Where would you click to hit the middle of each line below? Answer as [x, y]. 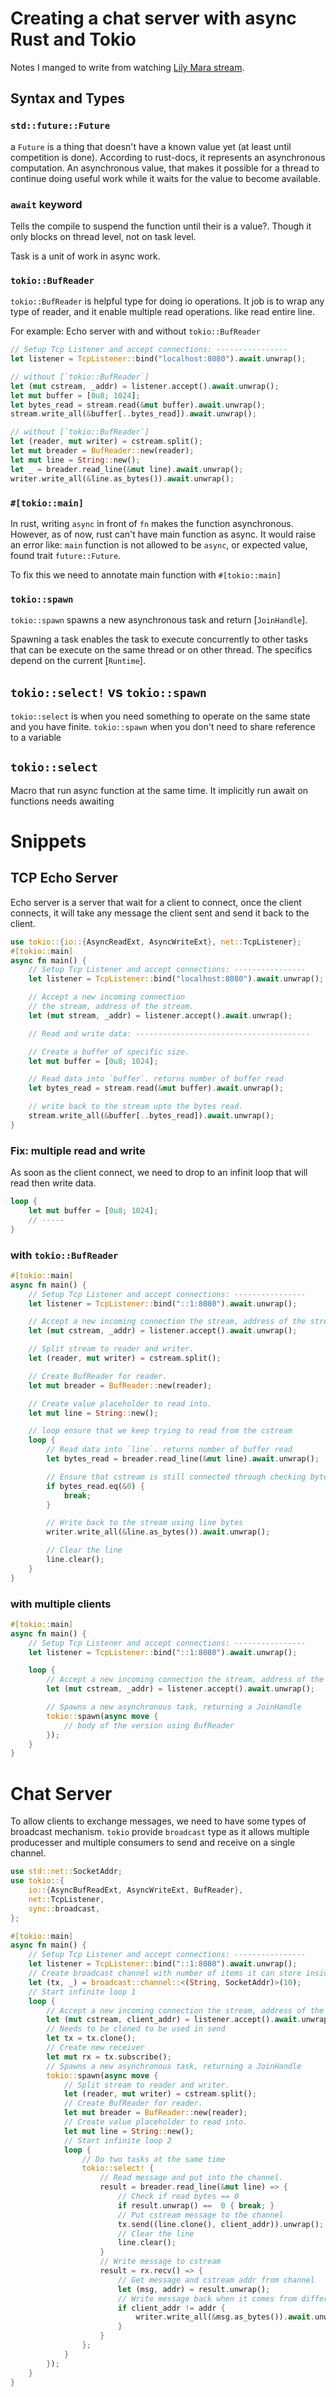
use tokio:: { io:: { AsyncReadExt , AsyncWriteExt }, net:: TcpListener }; [156, 942]
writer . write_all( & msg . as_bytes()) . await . [225, 2317]
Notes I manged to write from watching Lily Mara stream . [127, 67]
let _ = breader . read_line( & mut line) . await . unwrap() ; [127, 469]
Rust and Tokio [73, 39]
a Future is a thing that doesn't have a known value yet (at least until [151, 146]
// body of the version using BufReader [149, 1725]
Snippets [48, 841]
